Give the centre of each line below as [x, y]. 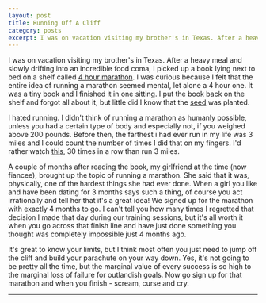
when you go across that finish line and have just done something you [122, 226]
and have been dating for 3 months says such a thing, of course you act [125, 192]
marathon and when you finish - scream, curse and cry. [99, 283]
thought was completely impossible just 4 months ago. [97, 234]
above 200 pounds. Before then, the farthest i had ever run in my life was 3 [131, 135]
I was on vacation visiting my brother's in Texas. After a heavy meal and [125, 60]
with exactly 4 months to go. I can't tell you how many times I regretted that [131, 209]
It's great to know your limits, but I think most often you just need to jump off [133, 250]
